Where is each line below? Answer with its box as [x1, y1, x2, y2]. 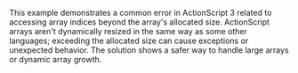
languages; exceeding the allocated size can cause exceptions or [9, 35, 249, 46]
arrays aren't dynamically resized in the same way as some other [9, 26, 247, 36]
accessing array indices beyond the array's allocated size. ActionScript [9, 17, 270, 27]
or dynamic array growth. [9, 55, 102, 64]
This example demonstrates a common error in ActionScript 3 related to [9, 8, 272, 18]
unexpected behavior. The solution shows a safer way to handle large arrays [9, 45, 289, 55]
